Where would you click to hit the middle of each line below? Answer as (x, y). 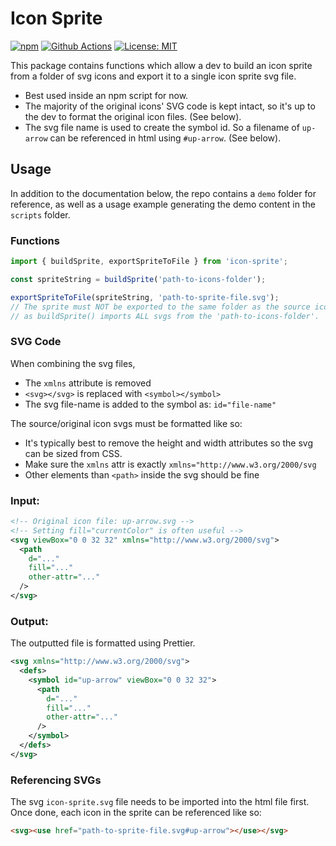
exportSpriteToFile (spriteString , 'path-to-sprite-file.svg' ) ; (145, 297)
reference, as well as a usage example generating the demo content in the (163, 204)
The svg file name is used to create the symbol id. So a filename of (162, 127)
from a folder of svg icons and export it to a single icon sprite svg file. (153, 76)
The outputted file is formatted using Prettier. (103, 643)
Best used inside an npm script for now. (106, 95)
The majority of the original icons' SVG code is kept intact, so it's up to (170, 106)
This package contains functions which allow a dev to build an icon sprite (161, 65)
